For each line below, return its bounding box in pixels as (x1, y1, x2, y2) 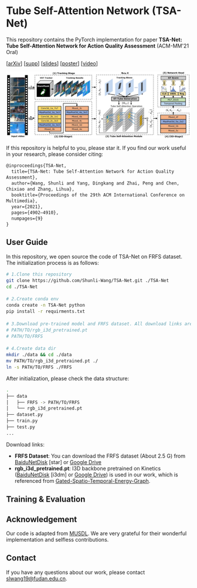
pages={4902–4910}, (11, 210, 59, 216)
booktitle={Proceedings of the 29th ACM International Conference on (11, 192, 185, 198)
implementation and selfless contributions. (6, 536, 109, 543)
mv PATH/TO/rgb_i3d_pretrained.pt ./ (6, 358, 98, 364)
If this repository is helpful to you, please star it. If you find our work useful (6, 145, 186, 152)
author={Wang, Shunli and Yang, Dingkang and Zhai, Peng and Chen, (11, 180, 180, 186)
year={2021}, (11, 204, 43, 210)
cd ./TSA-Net (6, 284, 38, 290)
